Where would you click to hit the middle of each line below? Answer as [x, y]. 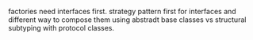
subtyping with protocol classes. [61, 28]
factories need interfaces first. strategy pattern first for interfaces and [122, 11]
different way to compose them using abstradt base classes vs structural [127, 20]
